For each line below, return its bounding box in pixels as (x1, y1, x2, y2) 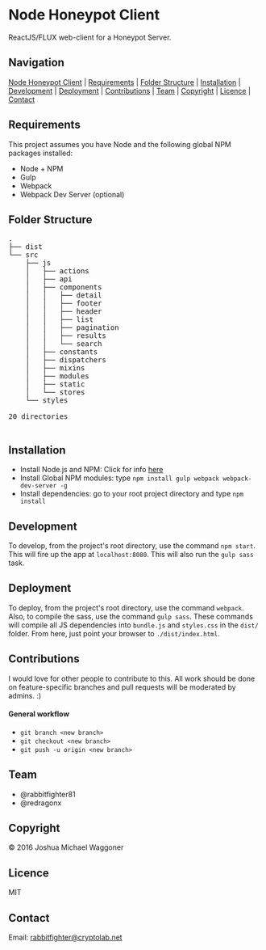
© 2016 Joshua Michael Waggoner (8, 842, 124, 852)
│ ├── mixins (25, 364, 85, 373)
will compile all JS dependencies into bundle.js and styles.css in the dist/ (8, 620, 260, 630)
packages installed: (8, 148, 73, 158)
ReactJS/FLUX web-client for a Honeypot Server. (8, 32, 172, 42)
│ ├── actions (25, 267, 90, 276)
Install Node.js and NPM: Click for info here (19, 465, 164, 475)
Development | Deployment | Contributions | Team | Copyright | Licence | (8, 86, 251, 95)
